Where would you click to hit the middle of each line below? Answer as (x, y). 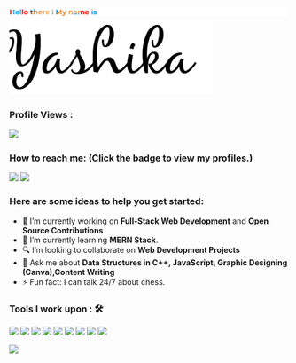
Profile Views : (41, 114)
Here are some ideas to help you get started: (107, 201)
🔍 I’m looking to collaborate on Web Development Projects (131, 249)
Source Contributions (62, 230)
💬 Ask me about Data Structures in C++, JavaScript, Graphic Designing (155, 262)
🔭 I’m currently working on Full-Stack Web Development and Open (145, 221)
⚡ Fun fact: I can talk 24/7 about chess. (93, 281)
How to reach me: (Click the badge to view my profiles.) (131, 158)
